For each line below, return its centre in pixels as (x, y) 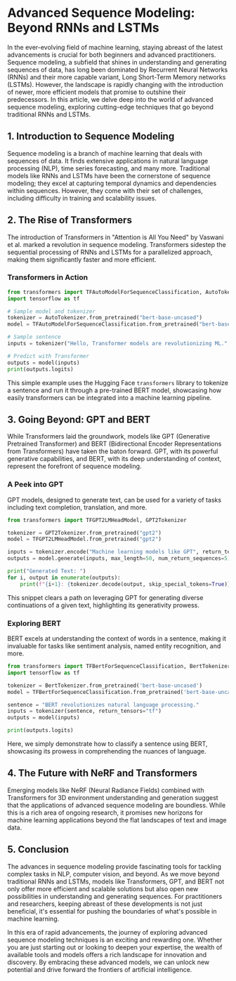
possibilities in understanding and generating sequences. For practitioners (115, 896)
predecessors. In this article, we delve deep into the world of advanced (110, 99)
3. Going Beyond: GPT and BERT (79, 420)
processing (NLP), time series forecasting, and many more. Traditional (109, 168)
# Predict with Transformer (48, 356)
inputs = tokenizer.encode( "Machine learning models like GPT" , (103, 552)
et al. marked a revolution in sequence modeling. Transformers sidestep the (117, 244)
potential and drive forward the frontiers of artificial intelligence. (100, 969)
